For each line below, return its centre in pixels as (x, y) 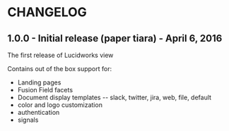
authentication (39, 112)
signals (28, 120)
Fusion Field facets (45, 90)
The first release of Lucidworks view (60, 55)
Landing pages (39, 82)
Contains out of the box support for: (59, 69)
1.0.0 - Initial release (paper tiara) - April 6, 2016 (115, 38)
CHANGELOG (47, 12)
